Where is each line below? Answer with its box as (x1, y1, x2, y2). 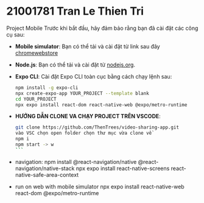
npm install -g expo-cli (15, 84, 79, 91)
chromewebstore (15, 49, 58, 56)
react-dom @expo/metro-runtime (15, 189, 99, 196)
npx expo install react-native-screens (76, 165, 170, 172)
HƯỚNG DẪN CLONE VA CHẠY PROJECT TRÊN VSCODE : (15, 113, 161, 120)
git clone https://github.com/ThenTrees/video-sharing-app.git (15, 124, 180, 130)
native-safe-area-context (15, 171, 79, 178)
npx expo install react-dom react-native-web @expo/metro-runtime (15, 102, 188, 108)
